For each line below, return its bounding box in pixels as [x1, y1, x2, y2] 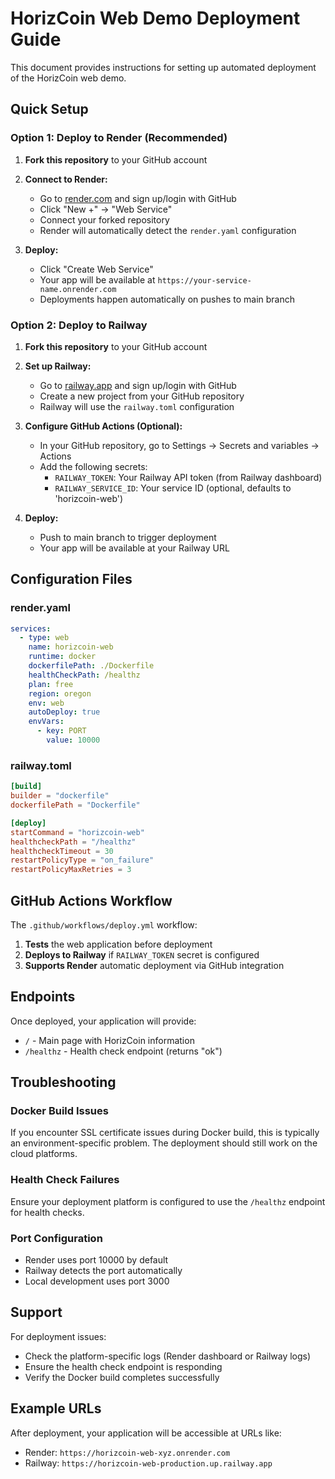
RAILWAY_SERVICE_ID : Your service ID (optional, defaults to [54, 482, 292, 494]
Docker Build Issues [10, 1104, 109, 1118]
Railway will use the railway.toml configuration [39, 400, 235, 412]
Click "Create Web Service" [39, 263, 154, 275]
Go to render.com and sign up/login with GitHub [39, 192, 237, 204]
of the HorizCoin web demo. [10, 72, 127, 84]
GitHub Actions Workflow [10, 892, 173, 909]
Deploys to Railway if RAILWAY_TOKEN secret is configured [24, 948, 260, 961]
